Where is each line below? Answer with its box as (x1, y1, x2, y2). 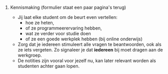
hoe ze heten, (25, 20, 54, 26)
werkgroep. (17, 52, 42, 58)
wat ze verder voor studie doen (25, 31, 91, 36)
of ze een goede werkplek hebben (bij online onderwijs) (25, 36, 143, 42)
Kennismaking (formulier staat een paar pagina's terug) (10, 5, 126, 10)
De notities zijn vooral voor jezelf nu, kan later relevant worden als (17, 58, 156, 63)
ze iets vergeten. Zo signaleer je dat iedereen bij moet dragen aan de (17, 47, 163, 53)
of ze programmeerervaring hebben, (25, 25, 102, 31)
